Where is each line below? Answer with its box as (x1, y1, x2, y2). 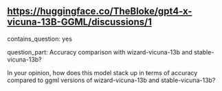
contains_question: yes (7, 34, 72, 43)
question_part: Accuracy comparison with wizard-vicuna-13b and (7, 48, 192, 56)
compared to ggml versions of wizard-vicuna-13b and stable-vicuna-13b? (7, 76, 216, 84)
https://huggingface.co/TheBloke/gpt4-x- (7, 6, 192, 17)
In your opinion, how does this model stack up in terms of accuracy (7, 68, 198, 77)
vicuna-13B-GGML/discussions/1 (7, 17, 153, 28)
